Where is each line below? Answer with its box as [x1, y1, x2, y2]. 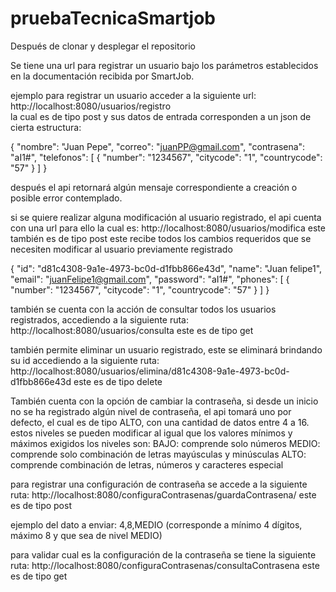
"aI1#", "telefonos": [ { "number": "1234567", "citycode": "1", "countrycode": [10, 151, 323, 163]
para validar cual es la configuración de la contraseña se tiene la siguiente [10, 548, 317, 561]
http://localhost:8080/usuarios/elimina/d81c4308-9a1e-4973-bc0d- [10, 365, 290, 377]
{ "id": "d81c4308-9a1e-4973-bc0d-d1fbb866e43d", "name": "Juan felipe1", [10, 262, 323, 274]
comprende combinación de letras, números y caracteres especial [10, 458, 284, 471]
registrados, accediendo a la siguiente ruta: [10, 313, 190, 326]
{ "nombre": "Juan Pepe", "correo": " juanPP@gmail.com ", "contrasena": [10, 140, 306, 152]
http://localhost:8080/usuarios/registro [10, 100, 172, 112]
